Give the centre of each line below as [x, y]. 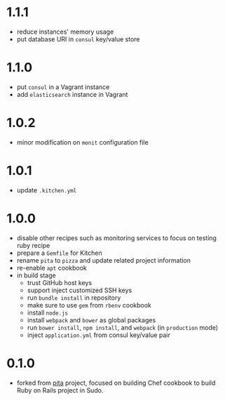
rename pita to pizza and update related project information [103, 260]
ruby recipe [33, 245]
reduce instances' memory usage [65, 32]
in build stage [36, 275]
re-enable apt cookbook [52, 268]
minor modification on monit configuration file [82, 142]
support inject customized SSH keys [80, 290]
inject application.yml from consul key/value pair [99, 335]
